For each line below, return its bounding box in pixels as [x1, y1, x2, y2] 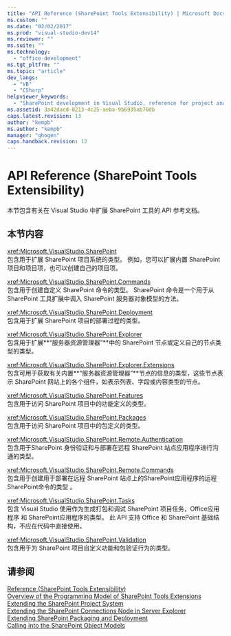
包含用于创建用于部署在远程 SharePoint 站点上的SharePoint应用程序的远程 [7, 473, 217, 482]
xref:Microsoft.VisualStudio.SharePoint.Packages [7, 413, 146, 421]
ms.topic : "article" [7, 68, 67, 74]
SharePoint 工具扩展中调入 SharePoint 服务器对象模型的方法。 [7, 294, 183, 302]
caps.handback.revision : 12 [7, 139, 88, 145]
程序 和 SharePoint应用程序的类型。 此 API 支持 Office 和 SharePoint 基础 [7, 513, 214, 521]
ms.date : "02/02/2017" [7, 23, 72, 30]
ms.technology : [7, 49, 51, 56]
